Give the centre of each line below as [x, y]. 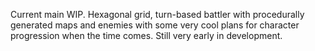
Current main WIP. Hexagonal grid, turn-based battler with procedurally [157, 14]
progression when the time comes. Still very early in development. [146, 35]
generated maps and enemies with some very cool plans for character [155, 25]
